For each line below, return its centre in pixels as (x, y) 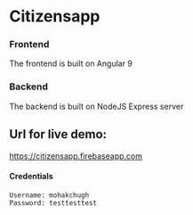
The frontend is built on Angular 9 (71, 63)
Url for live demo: (58, 134)
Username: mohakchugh (49, 195)
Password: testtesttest (53, 203)
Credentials (31, 177)
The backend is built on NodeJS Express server (96, 106)
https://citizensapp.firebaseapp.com (76, 156)
